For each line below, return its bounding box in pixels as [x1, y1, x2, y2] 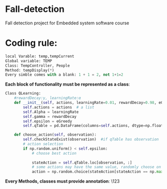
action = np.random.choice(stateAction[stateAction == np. [31, 169, 157, 175]
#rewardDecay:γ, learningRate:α [14, 95, 81, 100]
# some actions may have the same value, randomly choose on [31, 165, 162, 170]
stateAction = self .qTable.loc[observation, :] [31, 160, 133, 165]
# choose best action [31, 151, 77, 156]
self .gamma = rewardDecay [23, 114, 77, 119]
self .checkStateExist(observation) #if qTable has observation [23, 137, 159, 142]
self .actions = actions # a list [23, 104, 94, 110]
